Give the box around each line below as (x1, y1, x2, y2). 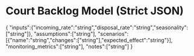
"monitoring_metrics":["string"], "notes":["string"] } (5, 43, 133, 50)
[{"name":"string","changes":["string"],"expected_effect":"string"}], (5, 36, 173, 43)
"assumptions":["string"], (33, 30, 97, 37)
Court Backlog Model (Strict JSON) (5, 4, 184, 18)
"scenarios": (98, 30, 129, 37)
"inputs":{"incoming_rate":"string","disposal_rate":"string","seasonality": (9, 24, 189, 31)
